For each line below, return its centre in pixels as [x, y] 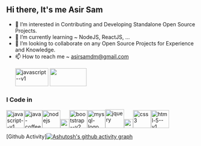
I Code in [19, 99]
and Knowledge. [35, 50]
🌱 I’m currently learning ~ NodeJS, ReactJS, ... [72, 37]
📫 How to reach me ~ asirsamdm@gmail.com [72, 56]
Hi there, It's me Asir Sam [55, 10]
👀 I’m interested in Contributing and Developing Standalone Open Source [105, 24]
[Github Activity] [26, 136]
